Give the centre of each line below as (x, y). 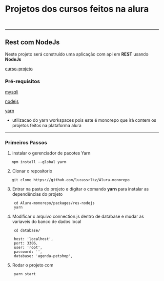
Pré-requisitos (22, 81)
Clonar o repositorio (32, 171)
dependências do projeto (37, 194)
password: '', (28, 252)
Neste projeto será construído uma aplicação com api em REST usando (77, 54)
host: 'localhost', (34, 239)
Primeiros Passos (26, 142)
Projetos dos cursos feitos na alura (77, 9)
